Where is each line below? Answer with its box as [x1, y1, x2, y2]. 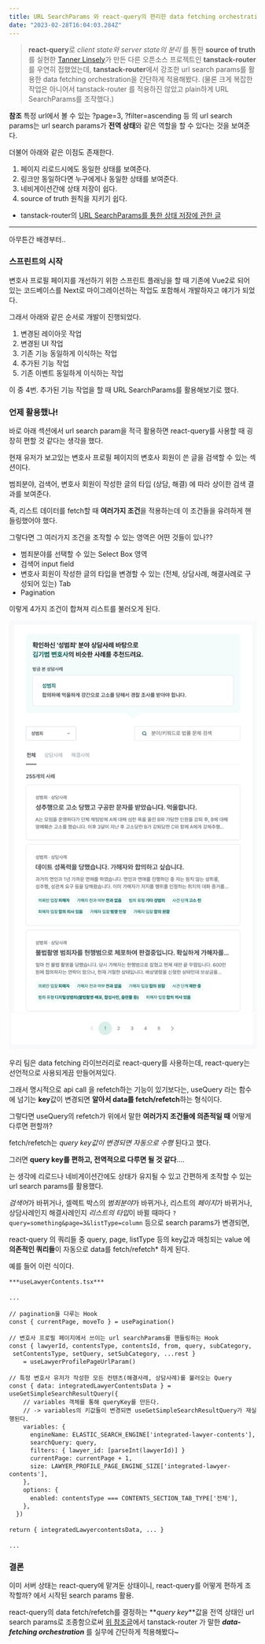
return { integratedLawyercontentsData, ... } [9, 1526, 164, 1534]
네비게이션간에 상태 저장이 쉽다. [20, 184, 117, 193]
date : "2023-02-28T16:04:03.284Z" [9, 21, 123, 29]
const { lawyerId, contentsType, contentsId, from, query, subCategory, [9, 1342, 252, 1350]
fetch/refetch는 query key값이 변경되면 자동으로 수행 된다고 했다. [9, 1138, 212, 1147]
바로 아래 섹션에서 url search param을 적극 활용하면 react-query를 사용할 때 [9, 426, 245, 435]
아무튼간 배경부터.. [9, 234, 66, 244]
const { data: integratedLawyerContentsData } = [9, 1381, 171, 1390]
